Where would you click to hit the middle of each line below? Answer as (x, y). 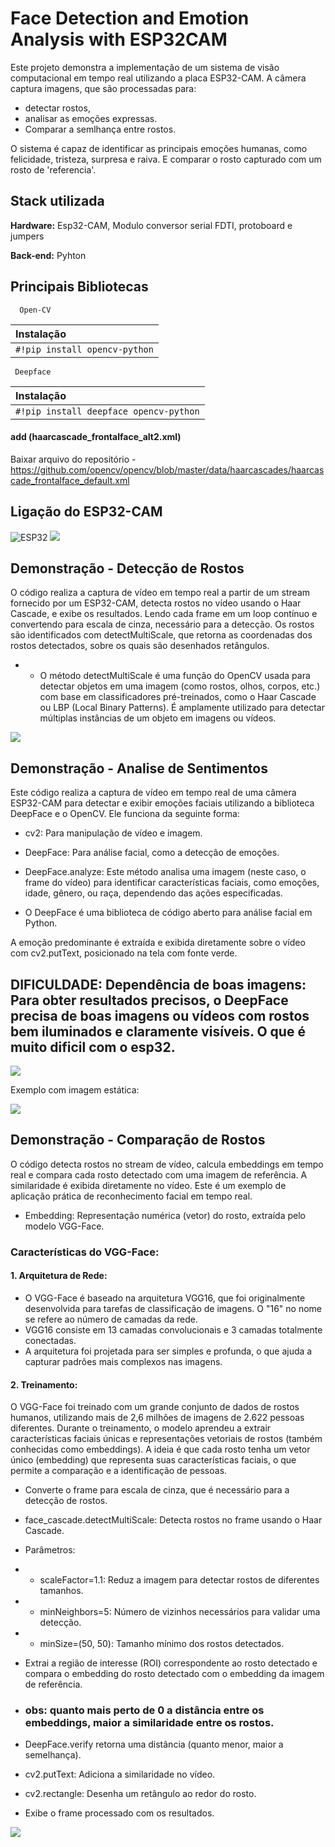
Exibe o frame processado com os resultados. (119, 1813)
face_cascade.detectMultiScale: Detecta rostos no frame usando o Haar (173, 1520)
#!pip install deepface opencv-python (107, 411)
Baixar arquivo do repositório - (73, 459)
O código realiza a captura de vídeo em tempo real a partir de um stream (160, 593)
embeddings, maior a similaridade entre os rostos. (149, 1723)
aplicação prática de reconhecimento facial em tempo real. (131, 1196)
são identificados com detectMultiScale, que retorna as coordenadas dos (161, 635)
